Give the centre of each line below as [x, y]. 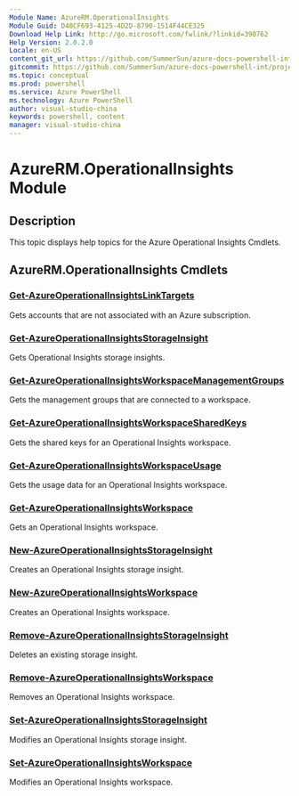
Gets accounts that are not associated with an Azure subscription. [130, 315]
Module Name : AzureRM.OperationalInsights [89, 17]
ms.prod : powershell [48, 84]
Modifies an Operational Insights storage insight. [98, 739]
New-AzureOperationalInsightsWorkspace [104, 593]
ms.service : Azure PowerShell [65, 92]
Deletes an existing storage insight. [73, 654]
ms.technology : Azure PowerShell [71, 100]
